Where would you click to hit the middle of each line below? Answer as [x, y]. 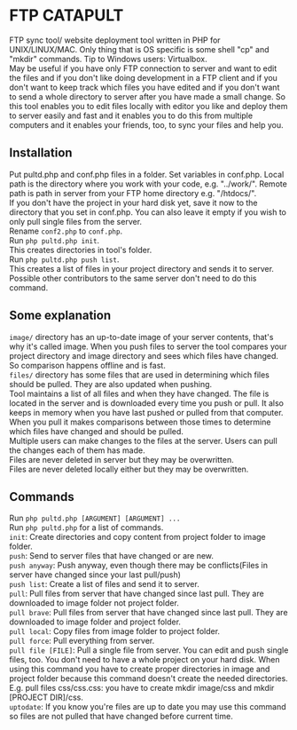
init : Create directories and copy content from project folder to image [137, 537]
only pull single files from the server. [76, 221]
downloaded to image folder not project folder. [94, 603]
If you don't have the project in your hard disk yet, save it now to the [133, 202]
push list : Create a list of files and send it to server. [104, 584]
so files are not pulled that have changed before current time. [121, 717]
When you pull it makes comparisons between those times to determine [140, 422]
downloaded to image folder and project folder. [95, 622]
